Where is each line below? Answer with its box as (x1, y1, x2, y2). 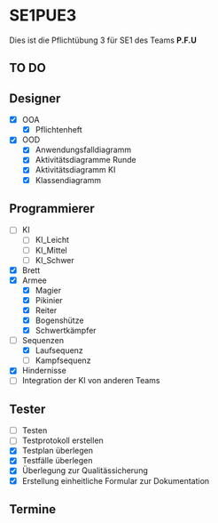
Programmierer (9, 201, 95, 216)
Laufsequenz (35, 345, 84, 356)
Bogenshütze (35, 315, 84, 326)
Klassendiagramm (35, 174, 102, 185)
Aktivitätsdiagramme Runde (35, 155, 136, 165)
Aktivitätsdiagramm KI (35, 165, 116, 175)
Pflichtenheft (35, 125, 82, 135)
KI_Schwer (35, 254, 75, 265)
